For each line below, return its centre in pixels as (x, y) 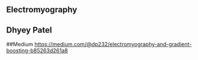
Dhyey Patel (29, 30)
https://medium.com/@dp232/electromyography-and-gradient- (113, 45)
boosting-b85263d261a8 (37, 50)
